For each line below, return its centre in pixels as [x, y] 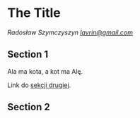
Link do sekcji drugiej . [39, 85]
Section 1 [28, 54]
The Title [34, 13]
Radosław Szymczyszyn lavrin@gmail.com [70, 32]
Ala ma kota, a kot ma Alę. [45, 71]
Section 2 [29, 107]
